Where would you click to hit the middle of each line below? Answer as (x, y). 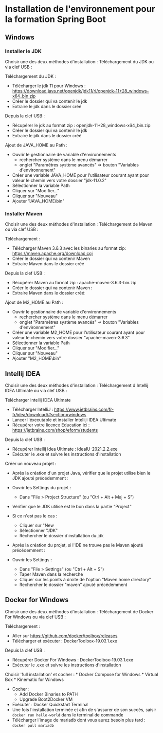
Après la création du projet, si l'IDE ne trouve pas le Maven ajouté (78, 545)
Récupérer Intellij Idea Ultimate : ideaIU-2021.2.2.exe (65, 449)
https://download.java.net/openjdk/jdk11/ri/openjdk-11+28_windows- (81, 91)
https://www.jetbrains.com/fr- (84, 409)
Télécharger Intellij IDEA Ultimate (38, 400)
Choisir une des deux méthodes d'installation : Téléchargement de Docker (79, 611)
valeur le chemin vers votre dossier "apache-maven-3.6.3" (71, 338)
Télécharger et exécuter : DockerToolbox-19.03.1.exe (65, 641)
